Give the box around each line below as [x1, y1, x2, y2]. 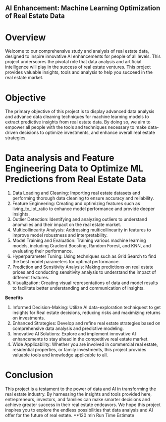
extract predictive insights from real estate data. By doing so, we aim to [5, 119, 151, 125]
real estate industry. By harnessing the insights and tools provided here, [5, 391, 152, 397]
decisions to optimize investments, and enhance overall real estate [19, 129, 155, 136]
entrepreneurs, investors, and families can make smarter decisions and [5, 397, 150, 403]
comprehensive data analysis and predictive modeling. [12, 325, 124, 331]
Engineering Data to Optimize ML [5, 163, 144, 174]
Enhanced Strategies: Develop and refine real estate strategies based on [12, 320, 161, 326]
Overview [5, 32, 46, 43]
